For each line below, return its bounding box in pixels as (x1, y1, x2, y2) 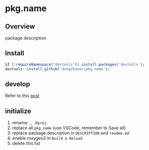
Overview (5, 22, 36, 31)
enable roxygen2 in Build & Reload (12, 135, 83, 141)
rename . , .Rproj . (12, 120, 48, 126)
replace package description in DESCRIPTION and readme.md (12, 130, 130, 136)
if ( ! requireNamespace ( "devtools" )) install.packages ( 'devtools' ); (5, 62, 145, 67)
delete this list (12, 140, 40, 146)
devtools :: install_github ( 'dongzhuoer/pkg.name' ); (5, 67, 110, 71)
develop (5, 80, 30, 88)
